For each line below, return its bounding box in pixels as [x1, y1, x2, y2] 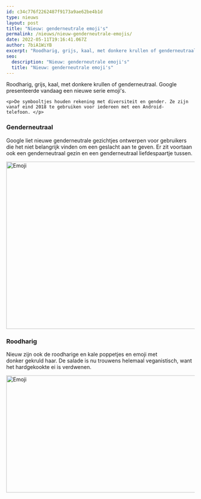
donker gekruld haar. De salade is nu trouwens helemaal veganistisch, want [6, 357, 193, 364]
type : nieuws [6, 14, 39, 20]
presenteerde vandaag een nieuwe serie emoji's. [6, 87, 127, 95]
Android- [142, 104, 165, 110]
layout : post [6, 20, 39, 26]
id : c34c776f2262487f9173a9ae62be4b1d [6, 8, 103, 15]
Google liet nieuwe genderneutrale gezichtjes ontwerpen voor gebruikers [6, 137, 187, 144]
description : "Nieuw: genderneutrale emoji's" [11, 59, 130, 65]
